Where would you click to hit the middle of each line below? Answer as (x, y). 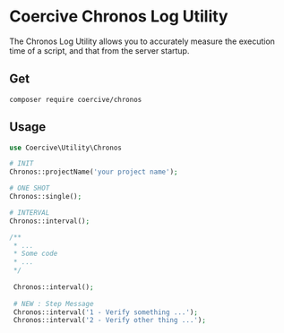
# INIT (22, 164)
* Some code (35, 254)
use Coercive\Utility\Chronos (66, 148)
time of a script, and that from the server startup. (99, 50)
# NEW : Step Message (53, 303)
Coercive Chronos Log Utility (119, 17)
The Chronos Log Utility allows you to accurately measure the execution (142, 41)
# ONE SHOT (30, 188)
